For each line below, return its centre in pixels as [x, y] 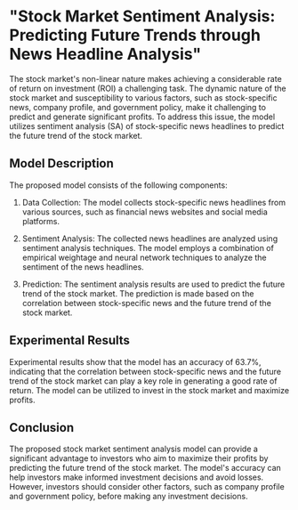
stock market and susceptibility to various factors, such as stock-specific [143, 97]
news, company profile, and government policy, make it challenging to [138, 107]
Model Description [61, 163]
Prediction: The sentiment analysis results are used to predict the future [153, 284]
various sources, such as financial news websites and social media [145, 212]
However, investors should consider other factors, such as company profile [147, 487]
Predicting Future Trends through [135, 35]
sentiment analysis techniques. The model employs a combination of [148, 247]
